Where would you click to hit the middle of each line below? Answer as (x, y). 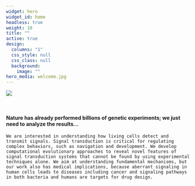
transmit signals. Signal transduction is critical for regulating (90, 142)
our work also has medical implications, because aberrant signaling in (97, 167)
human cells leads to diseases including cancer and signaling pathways (97, 172)
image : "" (29, 71)
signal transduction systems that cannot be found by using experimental (98, 157)
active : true (22, 39)
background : (26, 66)
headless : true (25, 22)
